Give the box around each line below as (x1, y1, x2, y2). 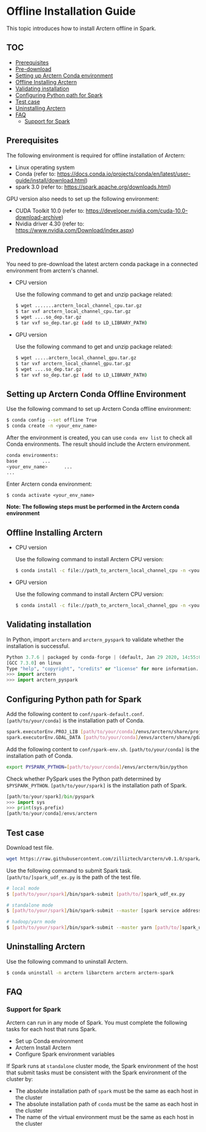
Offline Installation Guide (6, 4, 136, 18)
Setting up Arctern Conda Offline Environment (6, 389, 186, 399)
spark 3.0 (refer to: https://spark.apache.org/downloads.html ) (15, 183, 172, 190)
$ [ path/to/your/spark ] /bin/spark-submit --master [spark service (6, 908, 180, 914)
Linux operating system (15, 163, 75, 171)
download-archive (15, 213, 62, 221)
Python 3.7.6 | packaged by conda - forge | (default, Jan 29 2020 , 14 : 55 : (6, 654, 199, 660)
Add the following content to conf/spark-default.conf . (6, 711, 144, 717)
